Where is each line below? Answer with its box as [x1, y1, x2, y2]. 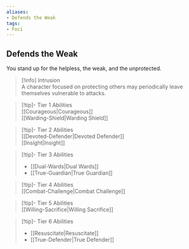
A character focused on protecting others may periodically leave [21, 83, 184, 90]
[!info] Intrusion [21, 77, 60, 84]
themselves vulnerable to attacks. [21, 90, 107, 97]
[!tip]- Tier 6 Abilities [21, 218, 74, 225]
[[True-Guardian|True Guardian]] [30, 169, 113, 177]
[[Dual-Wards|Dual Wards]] [30, 163, 99, 170]
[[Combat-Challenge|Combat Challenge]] [21, 187, 126, 195]
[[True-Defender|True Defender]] [30, 236, 115, 244]
